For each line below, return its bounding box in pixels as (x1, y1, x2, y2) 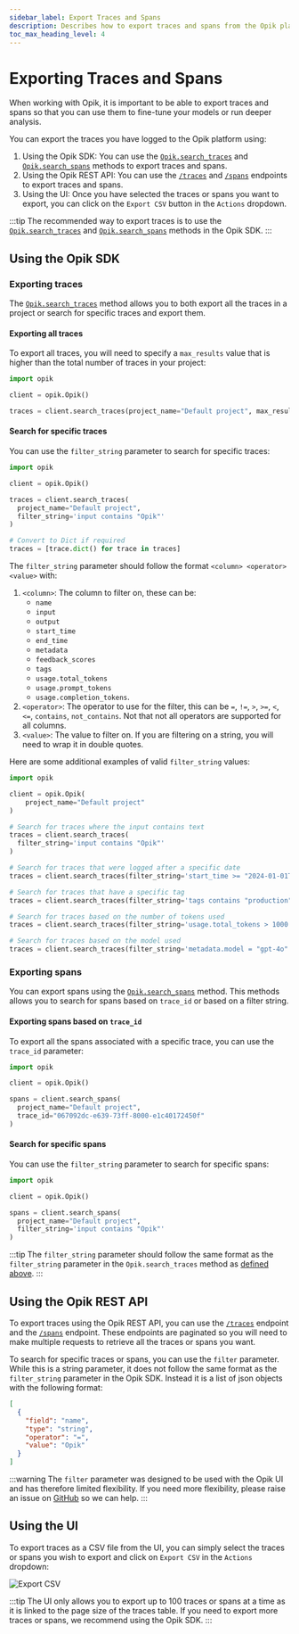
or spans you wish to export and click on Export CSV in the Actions (9, 1551, 253, 1562)
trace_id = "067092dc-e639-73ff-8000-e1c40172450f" (17, 1111, 205, 1120)
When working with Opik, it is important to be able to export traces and (9, 97, 269, 108)
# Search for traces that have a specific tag (9, 887, 185, 896)
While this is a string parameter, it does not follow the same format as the (9, 1364, 278, 1374)
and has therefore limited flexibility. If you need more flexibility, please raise (9, 1483, 287, 1494)
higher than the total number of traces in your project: (9, 358, 206, 368)
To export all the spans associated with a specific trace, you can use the (9, 1036, 274, 1046)
